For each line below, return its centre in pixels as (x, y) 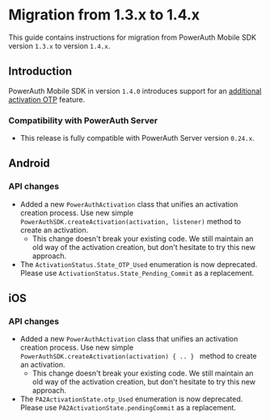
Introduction (40, 72)
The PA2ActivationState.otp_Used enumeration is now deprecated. (131, 399)
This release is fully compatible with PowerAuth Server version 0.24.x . (137, 138)
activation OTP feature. (47, 100)
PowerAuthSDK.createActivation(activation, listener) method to (130, 221)
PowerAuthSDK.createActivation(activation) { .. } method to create (138, 356)
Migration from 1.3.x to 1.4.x (104, 15)
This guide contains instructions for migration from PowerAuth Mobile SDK (133, 37)
